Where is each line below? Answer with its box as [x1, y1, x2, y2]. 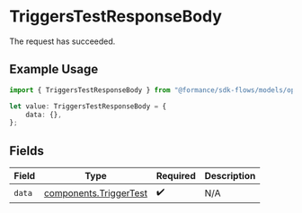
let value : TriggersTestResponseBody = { [9, 101, 167, 111]
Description [204, 170, 256, 183]
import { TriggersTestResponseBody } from [9, 85, 171, 95]
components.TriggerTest [43, 186, 148, 199]
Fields [9, 143, 45, 158]
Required [155, 170, 196, 183]
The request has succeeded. [9, 36, 116, 47]
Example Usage [9, 62, 99, 77]
